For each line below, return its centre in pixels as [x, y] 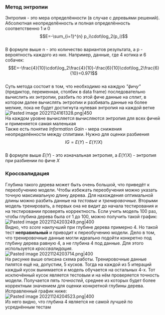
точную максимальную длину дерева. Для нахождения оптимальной [79, 195]
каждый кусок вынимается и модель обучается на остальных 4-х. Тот [80, 269]
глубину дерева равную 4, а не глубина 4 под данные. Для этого [74, 243]
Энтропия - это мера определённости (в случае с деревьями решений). [82, 18]
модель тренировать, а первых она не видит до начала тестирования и [82, 206]
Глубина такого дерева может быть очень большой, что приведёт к [77, 184]
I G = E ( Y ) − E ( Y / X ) [84, 142]
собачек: [15, 60]
